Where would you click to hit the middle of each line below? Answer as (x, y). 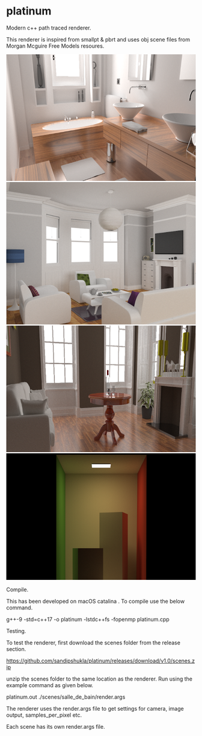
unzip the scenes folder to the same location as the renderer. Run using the (99, 679)
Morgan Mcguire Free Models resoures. (55, 46)
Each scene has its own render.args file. (56, 726)
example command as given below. (50, 685)
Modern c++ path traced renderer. (49, 28)
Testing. (16, 631)
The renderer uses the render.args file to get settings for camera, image (95, 708)
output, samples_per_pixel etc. (44, 715)
